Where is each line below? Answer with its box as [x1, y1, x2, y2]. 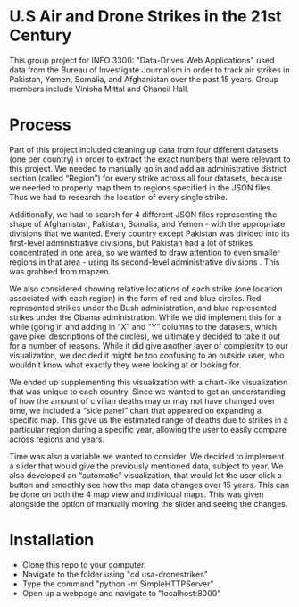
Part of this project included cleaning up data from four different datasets [9, 144, 278, 155]
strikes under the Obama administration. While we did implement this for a [9, 311, 282, 323]
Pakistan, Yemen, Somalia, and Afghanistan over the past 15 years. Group [9, 73, 279, 84]
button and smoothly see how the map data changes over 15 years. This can [9, 479, 290, 490]
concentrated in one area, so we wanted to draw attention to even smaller [9, 247, 281, 257]
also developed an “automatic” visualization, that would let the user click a [9, 469, 283, 480]
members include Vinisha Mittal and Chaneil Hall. [9, 83, 189, 94]
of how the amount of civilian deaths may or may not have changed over [9, 395, 276, 406]
